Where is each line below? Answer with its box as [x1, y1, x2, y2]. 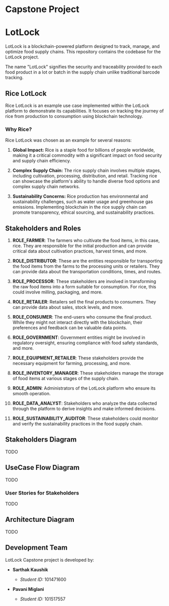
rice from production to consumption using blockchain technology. [5, 113, 143, 119]
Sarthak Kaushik [12, 566, 48, 573]
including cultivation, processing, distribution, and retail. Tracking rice [12, 173, 157, 179]
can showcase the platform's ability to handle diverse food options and [12, 178, 160, 185]
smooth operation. [12, 391, 51, 397]
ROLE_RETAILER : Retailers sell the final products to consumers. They [12, 299, 156, 305]
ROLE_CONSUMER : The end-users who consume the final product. [12, 314, 152, 320]
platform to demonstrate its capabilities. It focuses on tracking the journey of [5, 107, 164, 114]
